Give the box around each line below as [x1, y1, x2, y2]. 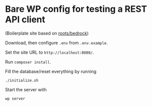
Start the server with [5, 86, 47, 92]
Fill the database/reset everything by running [5, 68, 97, 74]
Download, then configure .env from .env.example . [5, 39, 108, 45]
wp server [5, 96, 26, 101]
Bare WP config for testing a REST [5, 3, 147, 15]
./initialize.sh [5, 78, 38, 83]
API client [5, 14, 45, 25]
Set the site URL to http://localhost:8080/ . [5, 49, 94, 55]
